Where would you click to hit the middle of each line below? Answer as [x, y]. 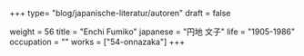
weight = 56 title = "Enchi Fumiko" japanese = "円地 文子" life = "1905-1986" [152, 32]
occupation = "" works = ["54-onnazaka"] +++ [97, 42]
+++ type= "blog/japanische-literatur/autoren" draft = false [120, 13]
